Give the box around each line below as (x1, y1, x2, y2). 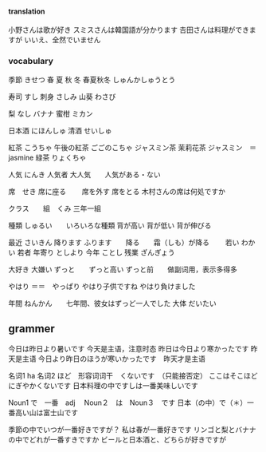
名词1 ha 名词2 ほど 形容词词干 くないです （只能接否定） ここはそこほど (8, 371, 258, 381)
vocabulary (8, 56, 54, 67)
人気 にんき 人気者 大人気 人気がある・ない (8, 169, 161, 179)
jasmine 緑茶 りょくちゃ (8, 153, 87, 162)
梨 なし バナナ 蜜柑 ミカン (8, 109, 93, 118)
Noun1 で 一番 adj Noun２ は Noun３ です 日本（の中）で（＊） (8, 398, 248, 407)
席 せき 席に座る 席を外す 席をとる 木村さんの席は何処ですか (8, 186, 225, 196)
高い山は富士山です (14, 408, 78, 418)
